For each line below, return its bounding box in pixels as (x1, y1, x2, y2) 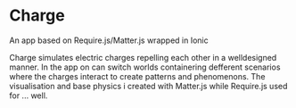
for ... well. (9, 90, 48, 101)
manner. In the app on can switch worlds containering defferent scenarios (9, 62, 281, 72)
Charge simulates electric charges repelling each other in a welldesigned (9, 52, 277, 62)
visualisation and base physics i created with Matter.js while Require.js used (9, 80, 288, 91)
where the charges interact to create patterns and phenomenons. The (9, 71, 266, 81)
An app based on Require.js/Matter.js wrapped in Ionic (9, 35, 209, 46)
